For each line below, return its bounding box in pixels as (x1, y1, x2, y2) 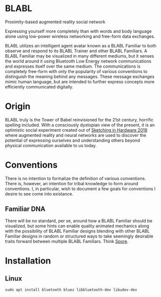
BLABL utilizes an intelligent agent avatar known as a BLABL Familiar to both (5, 43, 157, 48)
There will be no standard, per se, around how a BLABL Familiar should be (5, 218, 153, 223)
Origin (5, 101, 30, 112)
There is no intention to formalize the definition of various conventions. (5, 175, 146, 181)
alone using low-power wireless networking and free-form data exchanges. (5, 33, 156, 39)
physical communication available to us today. (5, 142, 97, 148)
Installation (5, 255, 51, 266)
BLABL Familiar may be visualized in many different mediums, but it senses (5, 53, 154, 59)
